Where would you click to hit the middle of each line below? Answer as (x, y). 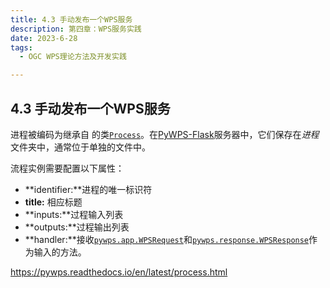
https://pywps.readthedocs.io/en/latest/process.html (119, 272)
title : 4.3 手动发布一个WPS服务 (71, 19)
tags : (21, 47)
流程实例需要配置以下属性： (67, 168)
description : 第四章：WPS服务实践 (76, 29)
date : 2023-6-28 (44, 38)
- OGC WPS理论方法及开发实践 (73, 57)
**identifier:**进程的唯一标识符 (88, 189)
